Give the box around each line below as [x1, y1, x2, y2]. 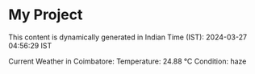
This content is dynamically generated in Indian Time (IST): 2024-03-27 [8, 32, 248, 42]
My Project [8, 6, 83, 24]
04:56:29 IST [8, 40, 52, 50]
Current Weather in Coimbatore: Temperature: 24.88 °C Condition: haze [8, 56, 247, 66]
